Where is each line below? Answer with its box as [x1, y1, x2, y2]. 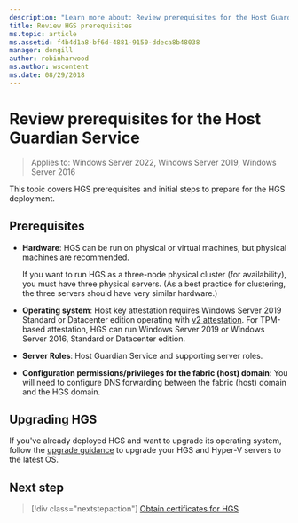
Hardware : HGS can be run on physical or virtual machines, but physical [21, 242, 286, 253]
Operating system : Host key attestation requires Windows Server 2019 [21, 305, 282, 316]
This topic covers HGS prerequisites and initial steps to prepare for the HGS [9, 183, 286, 194]
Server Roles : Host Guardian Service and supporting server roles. [21, 350, 263, 361]
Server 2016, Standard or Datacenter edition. [21, 333, 186, 344]
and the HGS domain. [21, 386, 100, 397]
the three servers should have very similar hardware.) [21, 287, 218, 298]
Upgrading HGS [9, 411, 98, 426]
